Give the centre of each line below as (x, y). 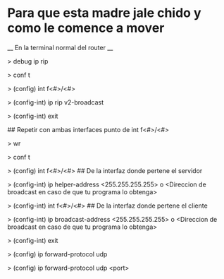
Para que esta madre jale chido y (105, 13)
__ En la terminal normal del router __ (60, 47)
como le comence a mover (86, 28)
